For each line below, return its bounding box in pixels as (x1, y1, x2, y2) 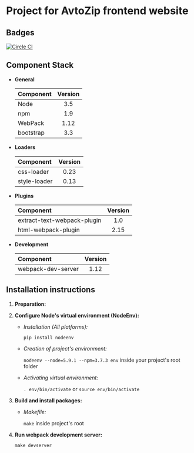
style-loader (17, 177, 53, 185)
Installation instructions (6, 285, 95, 295)
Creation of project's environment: (23, 345, 107, 352)
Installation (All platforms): (23, 323, 88, 330)
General (14, 75, 35, 83)
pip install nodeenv (23, 335, 74, 340)
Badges (6, 28, 35, 38)
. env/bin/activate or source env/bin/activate (23, 385, 140, 392)
